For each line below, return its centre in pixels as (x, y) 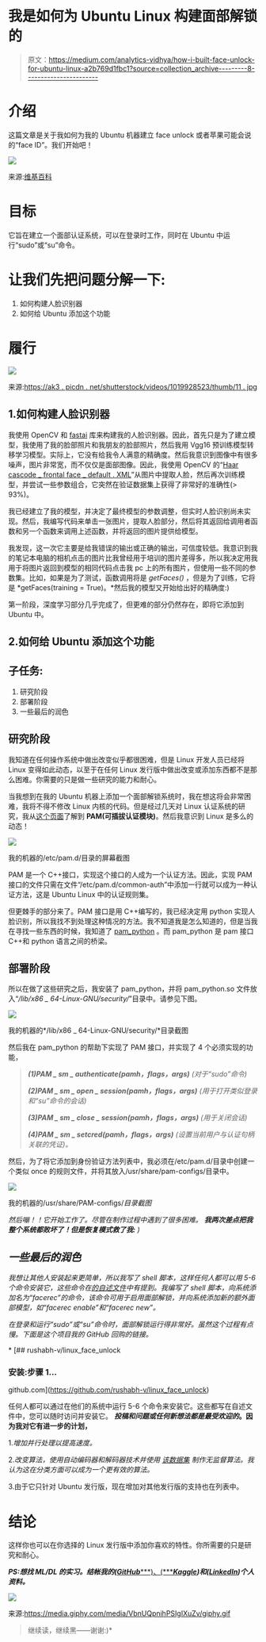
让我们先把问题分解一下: (87, 280)
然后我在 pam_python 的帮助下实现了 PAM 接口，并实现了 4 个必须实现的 (127, 1047)
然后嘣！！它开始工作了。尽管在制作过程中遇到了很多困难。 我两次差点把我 (131, 1220)
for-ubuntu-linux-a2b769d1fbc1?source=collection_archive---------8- (141, 68)
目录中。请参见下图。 (167, 999)
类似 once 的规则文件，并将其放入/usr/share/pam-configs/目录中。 (124, 1172)
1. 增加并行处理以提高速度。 (52, 1443)
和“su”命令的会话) (57, 1101)
